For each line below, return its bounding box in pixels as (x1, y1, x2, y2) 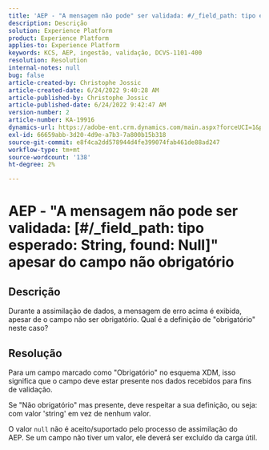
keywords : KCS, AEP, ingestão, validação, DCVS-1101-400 (8, 49, 203, 57)
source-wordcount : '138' (8, 153, 91, 161)
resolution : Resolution (8, 57, 88, 65)
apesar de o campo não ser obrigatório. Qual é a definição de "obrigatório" (8, 315, 256, 324)
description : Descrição (8, 19, 88, 27)
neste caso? (8, 323, 49, 333)
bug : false (8, 71, 45, 79)
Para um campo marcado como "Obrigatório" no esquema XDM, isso (8, 368, 236, 377)
